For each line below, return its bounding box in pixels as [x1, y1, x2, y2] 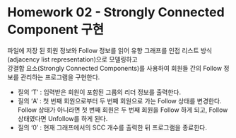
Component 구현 [7, 22, 105, 38]
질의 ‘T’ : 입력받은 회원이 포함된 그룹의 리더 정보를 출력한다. [17, 88, 182, 96]
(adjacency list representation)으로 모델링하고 [7, 54, 138, 64]
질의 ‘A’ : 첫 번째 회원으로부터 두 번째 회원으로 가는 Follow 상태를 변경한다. [17, 96, 222, 105]
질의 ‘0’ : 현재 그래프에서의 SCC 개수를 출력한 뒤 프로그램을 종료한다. [17, 123, 207, 132]
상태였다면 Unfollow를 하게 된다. [17, 114, 108, 122]
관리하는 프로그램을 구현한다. [20, 72, 100, 81]
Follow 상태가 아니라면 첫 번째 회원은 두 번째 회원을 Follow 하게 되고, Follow [17, 105, 228, 114]
